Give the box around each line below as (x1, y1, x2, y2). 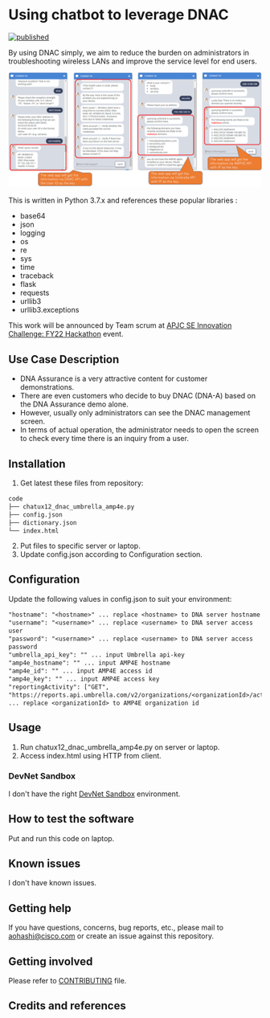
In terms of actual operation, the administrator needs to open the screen (19, 425, 260, 435)
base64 (19, 211, 46, 221)
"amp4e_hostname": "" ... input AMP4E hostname (8, 659, 171, 667)
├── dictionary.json (8, 518, 78, 527)
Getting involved (8, 955, 93, 968)
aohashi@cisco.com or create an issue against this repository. (8, 931, 215, 941)
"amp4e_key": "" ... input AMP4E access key (8, 675, 160, 683)
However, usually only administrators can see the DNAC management (19, 408, 251, 418)
